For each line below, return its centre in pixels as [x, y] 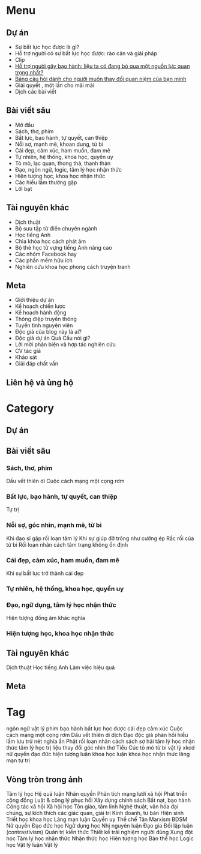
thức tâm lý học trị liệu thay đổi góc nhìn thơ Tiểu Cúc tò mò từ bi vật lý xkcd [100, 748]
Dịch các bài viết [36, 92]
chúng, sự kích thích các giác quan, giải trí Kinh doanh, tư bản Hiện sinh [95, 813]
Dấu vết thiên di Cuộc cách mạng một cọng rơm [65, 481]
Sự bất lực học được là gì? [47, 47]
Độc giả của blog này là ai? [48, 332]
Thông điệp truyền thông [46, 319]
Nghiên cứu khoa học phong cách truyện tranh [73, 266]
